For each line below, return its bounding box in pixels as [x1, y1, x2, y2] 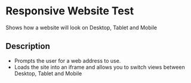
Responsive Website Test [5, 4, 134, 18]
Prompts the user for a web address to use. [14, 57, 121, 64]
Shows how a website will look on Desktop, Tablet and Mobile [5, 24, 158, 31]
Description [5, 41, 50, 51]
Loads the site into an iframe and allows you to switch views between [14, 63, 186, 70]
